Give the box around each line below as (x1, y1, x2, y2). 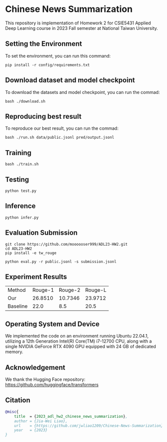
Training (5, 148, 32, 157)
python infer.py (5, 215, 39, 220)
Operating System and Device (5, 320, 100, 328)
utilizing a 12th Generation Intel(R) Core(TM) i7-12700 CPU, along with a (5, 338, 152, 344)
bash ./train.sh (5, 162, 39, 167)
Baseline (7, 303, 28, 310)
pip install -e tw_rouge (5, 250, 57, 256)
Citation (5, 396, 31, 405)
